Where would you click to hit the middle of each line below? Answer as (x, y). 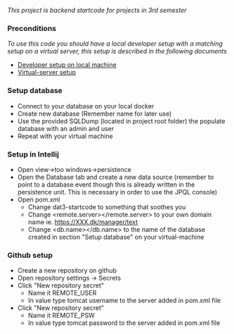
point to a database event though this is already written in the (106, 184)
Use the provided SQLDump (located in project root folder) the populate (121, 121)
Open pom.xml (39, 199)
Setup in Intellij (33, 154)
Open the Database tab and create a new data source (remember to (116, 177)
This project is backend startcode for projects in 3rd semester (97, 10)
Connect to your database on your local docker (86, 106)
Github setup (30, 255)
